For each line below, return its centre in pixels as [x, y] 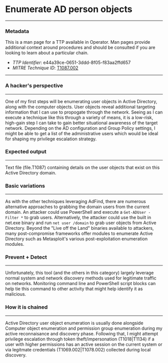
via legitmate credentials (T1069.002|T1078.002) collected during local [78, 349]
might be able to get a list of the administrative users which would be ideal [82, 133]
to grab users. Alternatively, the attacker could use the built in [88, 218]
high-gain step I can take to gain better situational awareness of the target [81, 123]
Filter [12, 218]
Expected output [26, 152]
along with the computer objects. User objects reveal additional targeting [80, 107]
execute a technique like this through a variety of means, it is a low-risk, [79, 117]
